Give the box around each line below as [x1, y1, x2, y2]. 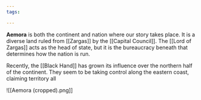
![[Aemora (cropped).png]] [6, 86, 73, 94]
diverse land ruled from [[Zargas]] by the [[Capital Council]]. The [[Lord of [6, 37, 192, 44]
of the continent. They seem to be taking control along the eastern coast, [6, 68, 189, 76]
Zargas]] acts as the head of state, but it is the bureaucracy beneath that [6, 44, 188, 51]
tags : [6, 8, 20, 15]
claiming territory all [6, 75, 56, 82]
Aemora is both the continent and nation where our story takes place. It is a [6, 31, 196, 38]
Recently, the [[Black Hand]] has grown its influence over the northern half [6, 62, 192, 69]
